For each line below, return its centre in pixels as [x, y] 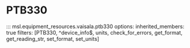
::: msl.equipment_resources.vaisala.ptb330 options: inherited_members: [95, 26]
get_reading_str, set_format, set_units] [53, 39]
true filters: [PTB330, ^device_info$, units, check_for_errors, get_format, [94, 32]
